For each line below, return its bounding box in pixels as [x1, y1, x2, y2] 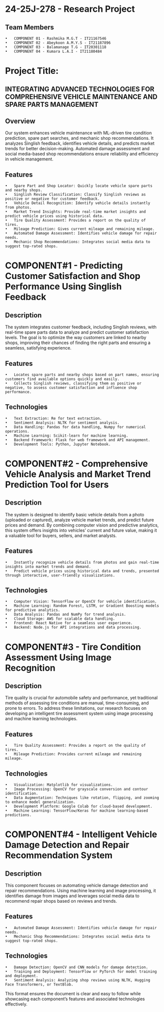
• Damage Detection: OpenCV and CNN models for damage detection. [5, 965, 148, 970]
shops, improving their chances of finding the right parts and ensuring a [5, 340, 151, 346]
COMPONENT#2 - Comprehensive [5, 458, 148, 470]
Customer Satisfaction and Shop [5, 271, 141, 282]
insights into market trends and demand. [5, 564, 91, 569]
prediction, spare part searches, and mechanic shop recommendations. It [5, 135, 154, 141]
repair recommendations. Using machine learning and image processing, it [5, 887, 156, 894]
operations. [5, 429, 29, 434]
